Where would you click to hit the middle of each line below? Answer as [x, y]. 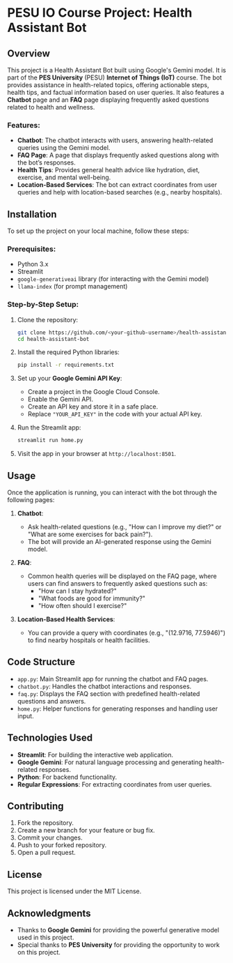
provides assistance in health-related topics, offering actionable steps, [108, 85]
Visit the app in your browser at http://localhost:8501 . [96, 454]
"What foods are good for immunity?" [92, 598]
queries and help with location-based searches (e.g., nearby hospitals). [120, 192]
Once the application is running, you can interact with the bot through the [112, 492]
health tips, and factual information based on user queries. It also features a [116, 92]
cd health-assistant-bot [53, 339]
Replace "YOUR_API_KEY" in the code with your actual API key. [115, 414]
